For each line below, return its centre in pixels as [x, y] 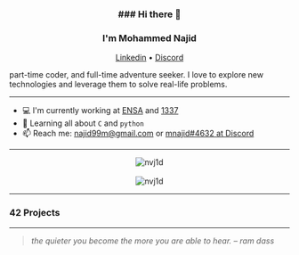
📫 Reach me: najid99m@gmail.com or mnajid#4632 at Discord [138, 134]
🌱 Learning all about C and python [83, 123]
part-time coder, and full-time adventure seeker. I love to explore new [137, 75]
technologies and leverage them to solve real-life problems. [118, 85]
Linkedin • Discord [149, 58]
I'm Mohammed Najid [149, 37]
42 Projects [35, 213]
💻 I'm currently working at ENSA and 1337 [100, 111]
